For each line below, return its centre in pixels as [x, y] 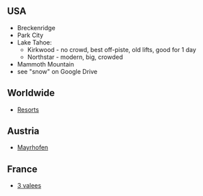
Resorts [28, 110]
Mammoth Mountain [45, 64]
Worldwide [31, 93]
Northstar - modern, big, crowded [75, 57]
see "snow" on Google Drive [57, 71]
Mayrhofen [33, 147]
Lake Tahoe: [34, 42]
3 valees [29, 186]
